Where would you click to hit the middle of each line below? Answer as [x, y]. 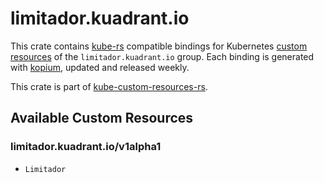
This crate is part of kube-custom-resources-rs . [109, 86]
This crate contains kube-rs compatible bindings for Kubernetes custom [159, 46]
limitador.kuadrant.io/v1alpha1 [86, 147]
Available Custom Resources [102, 118]
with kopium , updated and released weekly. [100, 67]
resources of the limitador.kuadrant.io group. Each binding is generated [162, 56]
